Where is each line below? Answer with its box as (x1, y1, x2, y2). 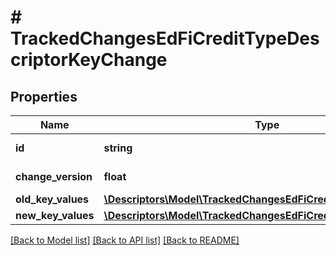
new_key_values (15, 209, 95, 222)
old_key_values (15, 192, 90, 206)
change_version (15, 170, 93, 183)
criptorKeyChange (10, 49, 168, 71)
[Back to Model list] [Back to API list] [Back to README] (10, 234, 240, 246)
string (103, 141, 133, 155)
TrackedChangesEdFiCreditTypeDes (10, 27, 320, 50)
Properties (10, 88, 78, 105)
